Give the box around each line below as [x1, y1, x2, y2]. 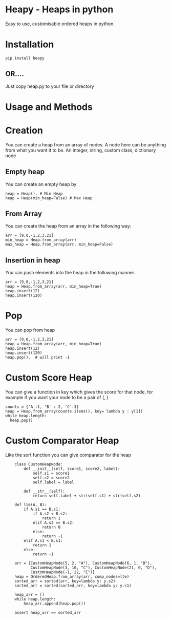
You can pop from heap [5, 327, 55, 333]
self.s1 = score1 [32, 471, 70, 476]
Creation [5, 125, 44, 137]
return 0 [41, 525, 60, 530]
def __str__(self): [24, 489, 66, 494]
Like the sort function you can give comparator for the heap [5, 452, 132, 458]
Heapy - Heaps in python [5, 4, 114, 15]
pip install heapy [5, 55, 45, 61]
